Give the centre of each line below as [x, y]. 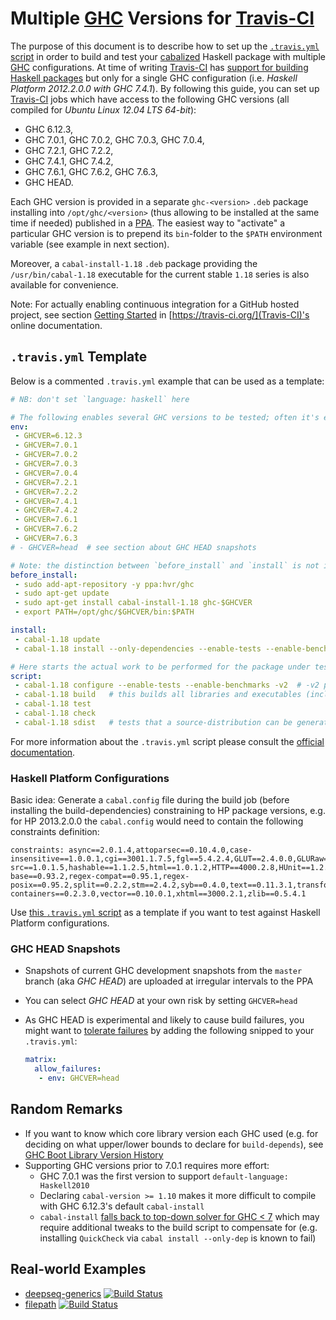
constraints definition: [55, 832]
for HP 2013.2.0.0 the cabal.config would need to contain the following [157, 821]
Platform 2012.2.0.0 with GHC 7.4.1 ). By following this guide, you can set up [165, 88]
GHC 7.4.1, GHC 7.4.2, [69, 161]
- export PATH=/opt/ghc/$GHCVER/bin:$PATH [104, 612]
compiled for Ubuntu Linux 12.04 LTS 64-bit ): [103, 109]
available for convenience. [64, 284]
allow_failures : [68, 1069]
